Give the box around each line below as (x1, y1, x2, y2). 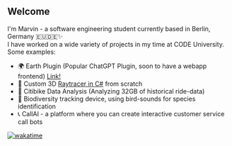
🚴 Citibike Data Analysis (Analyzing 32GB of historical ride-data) (17, 86, 205, 95)
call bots (17, 117, 43, 126)
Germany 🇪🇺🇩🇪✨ (7, 32, 64, 40)
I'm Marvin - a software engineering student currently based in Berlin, (7, 24, 211, 33)
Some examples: (7, 47, 56, 56)
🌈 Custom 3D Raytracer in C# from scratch (17, 79, 143, 88)
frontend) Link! (17, 72, 62, 80)
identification (17, 102, 57, 111)
